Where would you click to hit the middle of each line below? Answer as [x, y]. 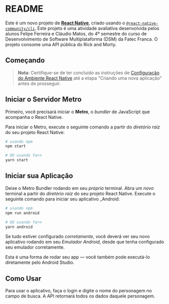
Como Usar [23, 278]
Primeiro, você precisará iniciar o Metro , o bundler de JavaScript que [78, 112]
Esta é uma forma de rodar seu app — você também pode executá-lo [78, 257]
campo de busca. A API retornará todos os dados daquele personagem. [80, 296]
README [24, 9]
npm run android [22, 213]
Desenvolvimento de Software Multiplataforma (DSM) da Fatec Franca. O [82, 39]
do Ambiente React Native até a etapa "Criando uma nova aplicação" [90, 78]
